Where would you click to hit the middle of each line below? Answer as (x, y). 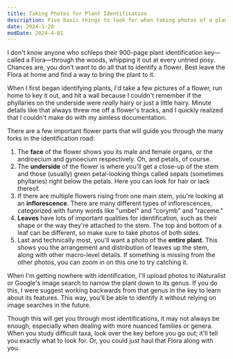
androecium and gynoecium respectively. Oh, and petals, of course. (114, 159)
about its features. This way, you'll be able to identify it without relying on (112, 298)
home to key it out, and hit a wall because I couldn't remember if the (104, 96)
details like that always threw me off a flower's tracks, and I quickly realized (115, 110)
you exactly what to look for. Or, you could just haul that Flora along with (110, 341)
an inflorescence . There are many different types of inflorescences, (115, 203)
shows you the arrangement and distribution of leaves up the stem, (113, 247)
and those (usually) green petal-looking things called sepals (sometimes (120, 174)
